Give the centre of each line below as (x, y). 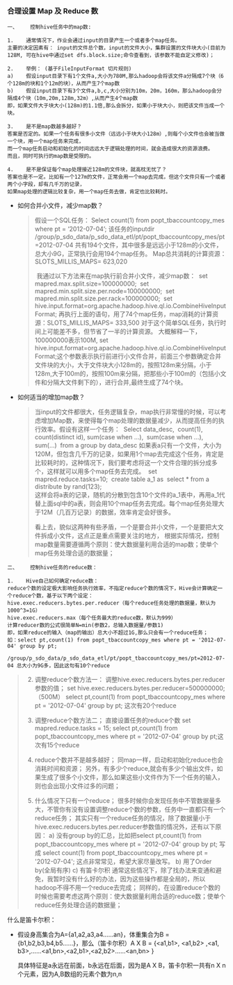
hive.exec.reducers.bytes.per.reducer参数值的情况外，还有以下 (125, 827)
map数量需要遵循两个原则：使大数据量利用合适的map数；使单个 (126, 544)
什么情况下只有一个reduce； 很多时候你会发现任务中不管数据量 (125, 801)
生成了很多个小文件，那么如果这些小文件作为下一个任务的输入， (132, 777)
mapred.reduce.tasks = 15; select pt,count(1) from (106, 728)
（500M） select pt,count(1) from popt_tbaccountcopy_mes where (130, 697)
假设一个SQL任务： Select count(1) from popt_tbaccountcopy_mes (129, 220)
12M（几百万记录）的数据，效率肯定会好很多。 (108, 512)
